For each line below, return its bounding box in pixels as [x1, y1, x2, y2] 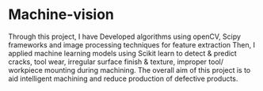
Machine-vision [8, 6, 115, 24]
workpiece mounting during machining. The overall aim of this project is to [8, 65, 251, 74]
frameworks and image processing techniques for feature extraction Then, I [8, 40, 256, 49]
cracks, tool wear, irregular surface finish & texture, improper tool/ [8, 57, 224, 66]
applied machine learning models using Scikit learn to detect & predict [8, 48, 238, 58]
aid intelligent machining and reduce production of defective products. [8, 74, 238, 83]
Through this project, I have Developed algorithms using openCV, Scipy [8, 32, 242, 41]
